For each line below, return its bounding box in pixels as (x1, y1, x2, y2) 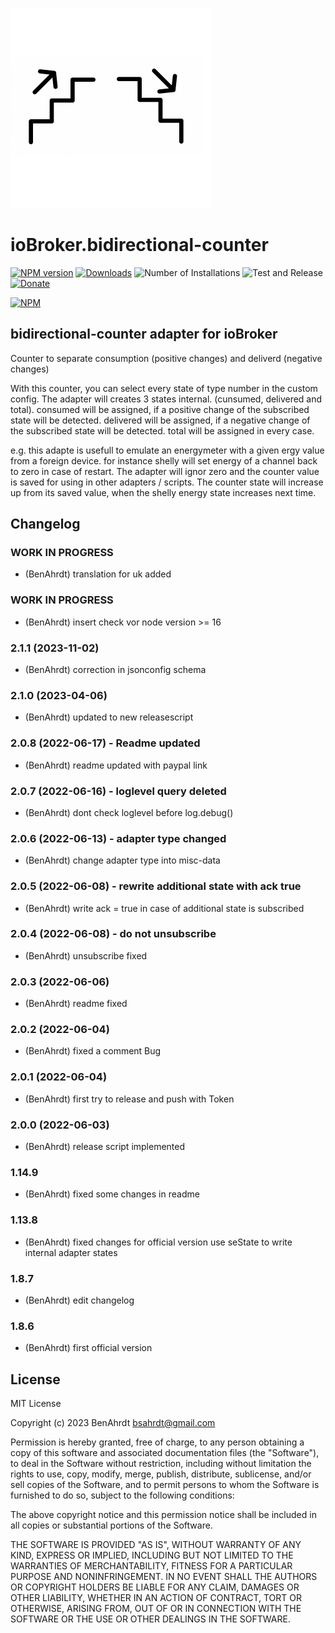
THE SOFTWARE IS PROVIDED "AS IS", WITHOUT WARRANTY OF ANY (10, 1539, 302, 1550)
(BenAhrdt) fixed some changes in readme (24, 1188, 200, 1200)
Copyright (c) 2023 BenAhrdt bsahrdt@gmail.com (10, 1417, 216, 1428)
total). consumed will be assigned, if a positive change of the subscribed (10, 403, 310, 415)
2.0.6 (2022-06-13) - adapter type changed (10, 831, 227, 845)
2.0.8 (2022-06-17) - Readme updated (10, 736, 201, 750)
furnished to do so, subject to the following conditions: (10, 1489, 235, 1501)
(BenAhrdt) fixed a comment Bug (24, 1045, 162, 1057)
